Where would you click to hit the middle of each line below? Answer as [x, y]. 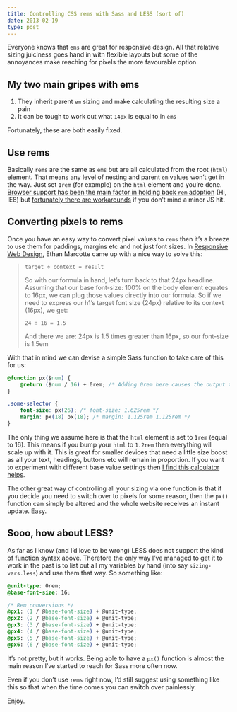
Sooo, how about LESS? [61, 533]
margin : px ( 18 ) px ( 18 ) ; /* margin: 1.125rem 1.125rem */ [105, 417]
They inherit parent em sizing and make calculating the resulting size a [119, 102]
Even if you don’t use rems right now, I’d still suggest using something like [114, 679]
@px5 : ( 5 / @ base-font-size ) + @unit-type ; [72, 638]
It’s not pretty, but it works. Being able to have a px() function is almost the [116, 658]
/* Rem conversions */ [41, 605]
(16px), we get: [46, 310]
